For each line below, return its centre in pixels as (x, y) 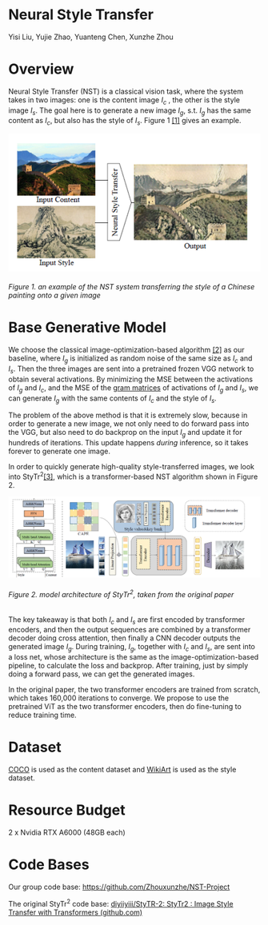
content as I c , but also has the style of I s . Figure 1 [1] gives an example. (125, 122)
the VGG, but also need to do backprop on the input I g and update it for (125, 433)
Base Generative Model (87, 327)
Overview (41, 69)
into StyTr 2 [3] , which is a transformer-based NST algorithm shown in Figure (133, 476)
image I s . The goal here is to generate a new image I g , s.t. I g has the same (130, 111)
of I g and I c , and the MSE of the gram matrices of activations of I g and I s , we (133, 388)
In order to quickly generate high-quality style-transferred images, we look (131, 467)
